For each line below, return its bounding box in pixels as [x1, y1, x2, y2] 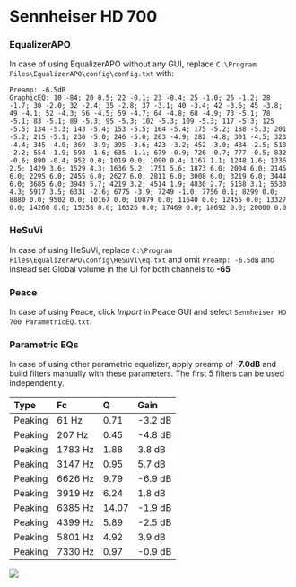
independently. [9, 378, 65, 389]
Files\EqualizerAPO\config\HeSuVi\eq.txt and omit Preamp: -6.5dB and [9, 254, 275, 265]
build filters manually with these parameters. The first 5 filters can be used [9, 368, 285, 379]
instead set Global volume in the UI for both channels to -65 [9, 263, 231, 275]
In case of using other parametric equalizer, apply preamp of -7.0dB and [9, 359, 276, 370]
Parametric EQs [9, 338, 79, 351]
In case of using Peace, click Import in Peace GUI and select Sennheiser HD [9, 307, 287, 318]
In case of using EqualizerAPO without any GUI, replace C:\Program [9, 58, 257, 69]
